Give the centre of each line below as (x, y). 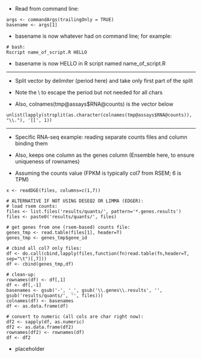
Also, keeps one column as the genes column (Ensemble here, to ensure (105, 155)
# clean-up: (21, 275)
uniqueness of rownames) (47, 161)
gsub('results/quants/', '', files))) (55, 296)
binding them (31, 143)
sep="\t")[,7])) (26, 259)
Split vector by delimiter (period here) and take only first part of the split (104, 81)
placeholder (30, 349)
